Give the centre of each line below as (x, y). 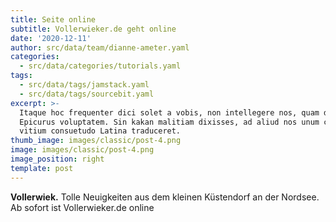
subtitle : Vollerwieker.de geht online (93, 29)
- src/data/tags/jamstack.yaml (84, 85)
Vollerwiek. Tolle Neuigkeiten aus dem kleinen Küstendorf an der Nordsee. (165, 197)
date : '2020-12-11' (51, 38)
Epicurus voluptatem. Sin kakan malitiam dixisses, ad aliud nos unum (169, 122)
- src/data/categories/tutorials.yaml (100, 66)
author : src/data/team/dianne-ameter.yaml (100, 47)
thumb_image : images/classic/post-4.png (96, 141)
